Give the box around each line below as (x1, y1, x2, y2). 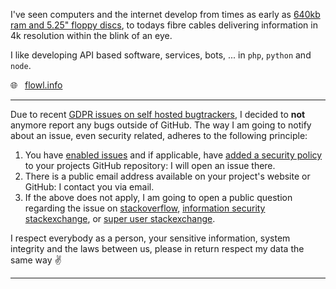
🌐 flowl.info (10, 79, 63, 91)
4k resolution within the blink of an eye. (10, 30, 173, 41)
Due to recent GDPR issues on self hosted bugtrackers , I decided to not (10, 109, 306, 120)
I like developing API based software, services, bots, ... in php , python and (10, 49, 312, 61)
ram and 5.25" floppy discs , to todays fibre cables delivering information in (10, 19, 318, 31)
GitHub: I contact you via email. (24, 181, 155, 193)
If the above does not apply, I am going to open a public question (24, 192, 293, 203)
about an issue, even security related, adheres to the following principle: (10, 130, 308, 141)
